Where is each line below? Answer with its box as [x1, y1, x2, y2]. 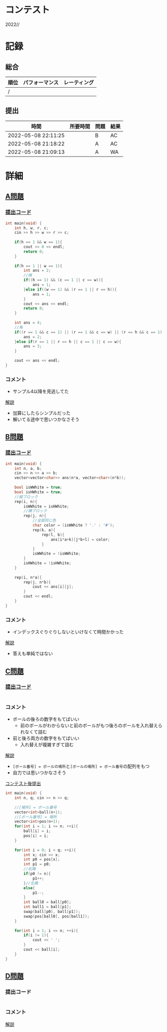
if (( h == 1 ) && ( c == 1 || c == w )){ [23, 278, 104, 283]
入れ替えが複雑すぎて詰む [20, 742, 74, 748]
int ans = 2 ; [23, 268, 51, 273]
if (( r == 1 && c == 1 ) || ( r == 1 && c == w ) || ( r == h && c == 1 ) [14, 329, 162, 335]
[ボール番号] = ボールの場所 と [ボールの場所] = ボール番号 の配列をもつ [12, 763, 150, 770]
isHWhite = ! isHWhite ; [23, 561, 72, 566]
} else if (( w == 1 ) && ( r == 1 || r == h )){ [23, 287, 117, 292]
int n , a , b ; [14, 466, 42, 471]
